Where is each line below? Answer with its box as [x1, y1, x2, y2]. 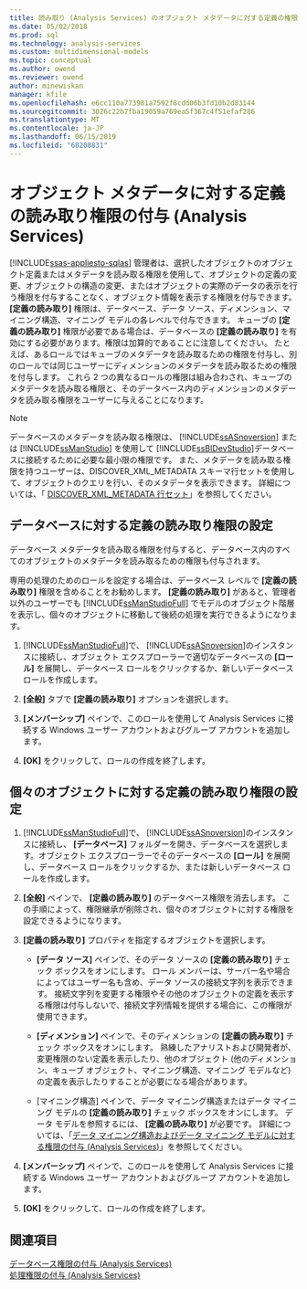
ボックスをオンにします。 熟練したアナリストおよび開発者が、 [62, 1042, 297, 1053]
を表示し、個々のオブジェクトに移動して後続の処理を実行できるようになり [9, 608, 290, 619]
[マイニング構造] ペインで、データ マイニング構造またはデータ [36, 1095, 271, 1106]
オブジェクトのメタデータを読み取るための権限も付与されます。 [25, 555, 265, 566]
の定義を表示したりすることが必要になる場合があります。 [36, 1076, 253, 1087]
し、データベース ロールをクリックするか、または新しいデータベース [22, 861, 281, 872]
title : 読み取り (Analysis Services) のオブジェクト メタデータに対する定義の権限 [9, 13, 299, 23]
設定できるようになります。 [22, 915, 127, 926]
